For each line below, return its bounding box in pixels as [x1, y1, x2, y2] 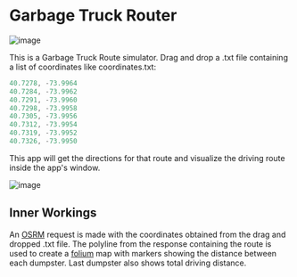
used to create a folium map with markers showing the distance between [9, 248, 277, 258]
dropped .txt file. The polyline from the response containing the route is [9, 238, 272, 249]
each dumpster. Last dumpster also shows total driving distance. [9, 257, 247, 268]
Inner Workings [9, 206, 97, 221]
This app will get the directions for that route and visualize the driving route [9, 152, 285, 163]
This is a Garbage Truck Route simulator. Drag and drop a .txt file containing [9, 52, 288, 62]
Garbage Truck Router [9, 5, 177, 26]
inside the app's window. [9, 162, 101, 173]
